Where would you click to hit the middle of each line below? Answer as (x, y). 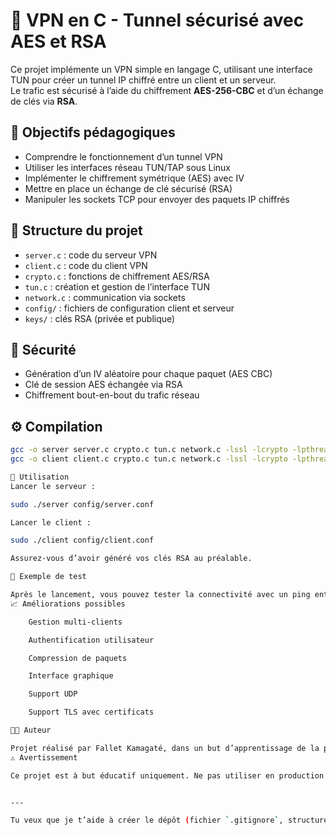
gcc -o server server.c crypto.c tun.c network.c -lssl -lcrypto (149, 450)
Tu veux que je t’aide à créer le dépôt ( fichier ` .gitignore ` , (147, 820)
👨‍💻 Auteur (31, 730)
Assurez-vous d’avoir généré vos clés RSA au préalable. (131, 559)
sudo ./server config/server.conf (82, 504)
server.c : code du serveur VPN (91, 255)
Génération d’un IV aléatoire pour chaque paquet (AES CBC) (148, 374)
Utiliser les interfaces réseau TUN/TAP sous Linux (127, 167)
